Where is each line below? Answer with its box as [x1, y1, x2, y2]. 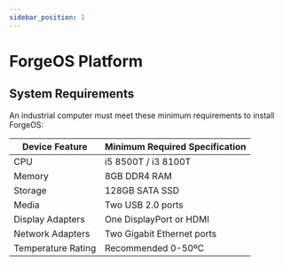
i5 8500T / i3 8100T [105, 155, 192, 168]
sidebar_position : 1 [9, 12, 86, 22]
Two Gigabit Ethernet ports [105, 227, 217, 239]
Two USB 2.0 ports [105, 199, 184, 211]
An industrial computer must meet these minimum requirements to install [9, 110, 275, 121]
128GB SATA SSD [105, 184, 180, 196]
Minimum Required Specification [105, 140, 247, 153]
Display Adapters [13, 213, 86, 225]
